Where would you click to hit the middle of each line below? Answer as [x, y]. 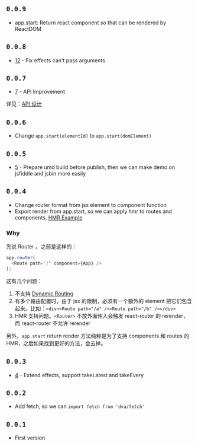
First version [30, 438]
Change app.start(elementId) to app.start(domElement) [83, 136]
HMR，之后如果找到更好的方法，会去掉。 [56, 343]
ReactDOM [28, 28]
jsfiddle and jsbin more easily [50, 174]
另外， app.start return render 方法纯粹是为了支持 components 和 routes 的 [98, 336]
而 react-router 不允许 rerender [52, 323]
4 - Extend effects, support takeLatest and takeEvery [79, 375]
